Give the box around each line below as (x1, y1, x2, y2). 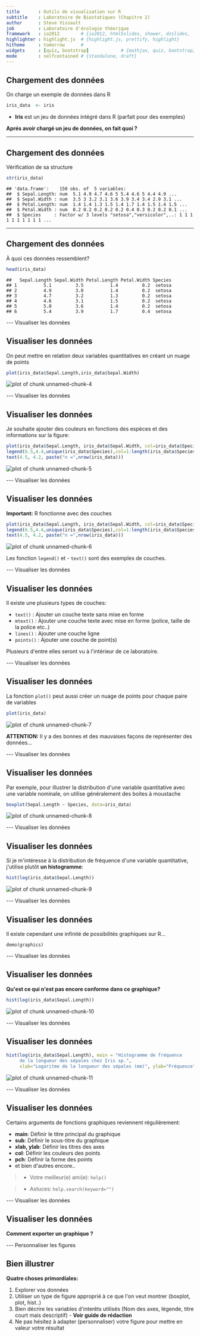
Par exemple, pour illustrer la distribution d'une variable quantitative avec (6, 784, 186, 791)
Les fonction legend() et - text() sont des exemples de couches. (6, 555, 167, 562)
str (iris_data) (6, 175, 44, 181)
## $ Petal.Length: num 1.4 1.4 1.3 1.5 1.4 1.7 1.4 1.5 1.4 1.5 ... (6, 202, 187, 208)
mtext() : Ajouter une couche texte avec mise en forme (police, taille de (14, 617, 190, 624)
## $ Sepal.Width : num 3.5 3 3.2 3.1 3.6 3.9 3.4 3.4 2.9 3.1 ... (6, 196, 183, 202)
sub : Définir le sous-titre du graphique (14, 1137, 109, 1144)
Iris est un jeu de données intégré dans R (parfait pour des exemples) (14, 113, 186, 120)
